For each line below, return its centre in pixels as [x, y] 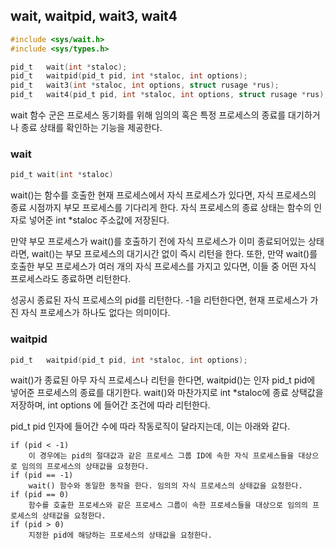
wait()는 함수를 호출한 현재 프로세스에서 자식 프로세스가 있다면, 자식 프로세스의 [163, 195]
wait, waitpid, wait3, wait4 [94, 16]
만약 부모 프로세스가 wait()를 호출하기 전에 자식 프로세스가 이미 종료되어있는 [158, 241]
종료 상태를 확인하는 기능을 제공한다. [91, 128]
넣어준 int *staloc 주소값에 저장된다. [99, 220]
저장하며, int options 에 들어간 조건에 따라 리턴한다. [110, 405]
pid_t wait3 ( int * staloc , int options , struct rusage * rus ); [145, 85]
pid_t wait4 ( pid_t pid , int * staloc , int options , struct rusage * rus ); [169, 95]
